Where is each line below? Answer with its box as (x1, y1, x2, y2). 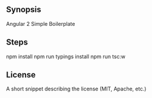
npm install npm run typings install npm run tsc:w (6, 53, 125, 60)
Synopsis (6, 5, 41, 15)
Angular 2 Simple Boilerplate (6, 20, 75, 27)
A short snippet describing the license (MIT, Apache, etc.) (6, 85, 147, 93)
